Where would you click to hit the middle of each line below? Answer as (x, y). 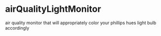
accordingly (17, 28)
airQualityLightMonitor (53, 9)
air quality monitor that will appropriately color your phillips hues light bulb (81, 23)
